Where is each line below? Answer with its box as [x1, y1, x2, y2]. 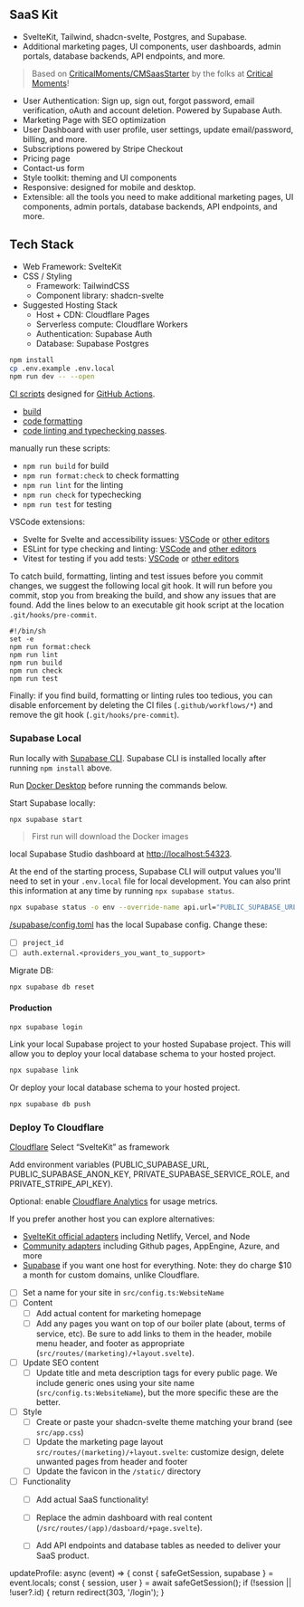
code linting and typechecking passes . [22, 426, 167, 436]
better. [35, 1396, 61, 1407]
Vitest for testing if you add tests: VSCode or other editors [22, 553, 240, 564]
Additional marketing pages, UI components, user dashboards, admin [22, 41, 282, 52]
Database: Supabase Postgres [35, 338, 149, 349]
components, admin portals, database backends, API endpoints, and [22, 201, 278, 212]
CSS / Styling [22, 271, 72, 282]
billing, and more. [22, 133, 88, 144]
